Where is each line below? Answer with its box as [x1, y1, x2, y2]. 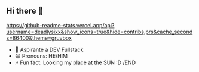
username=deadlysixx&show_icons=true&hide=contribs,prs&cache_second [6, 28, 193, 35]
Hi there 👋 [6, 6, 44, 16]
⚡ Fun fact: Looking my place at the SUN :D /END [14, 59, 136, 66]
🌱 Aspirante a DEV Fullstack [14, 46, 84, 53]
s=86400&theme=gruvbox [6, 34, 72, 42]
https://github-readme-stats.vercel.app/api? [6, 21, 115, 29]
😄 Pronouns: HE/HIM [14, 52, 68, 60]
